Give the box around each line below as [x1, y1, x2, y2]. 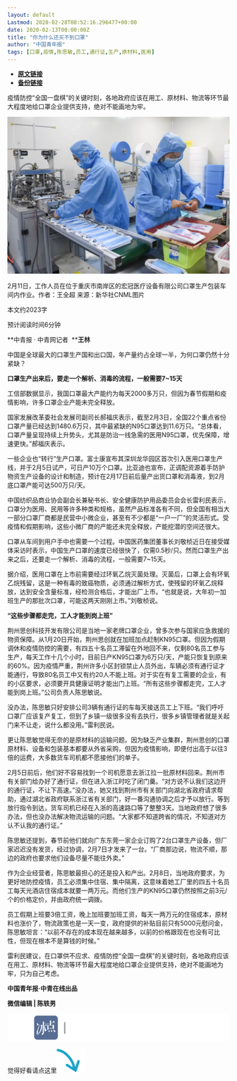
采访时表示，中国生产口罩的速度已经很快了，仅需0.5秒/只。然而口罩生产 [13, 546, 223, 555]
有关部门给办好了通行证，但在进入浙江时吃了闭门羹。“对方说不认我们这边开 [7, 777, 227, 786]
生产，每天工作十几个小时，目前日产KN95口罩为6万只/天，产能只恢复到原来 [7, 653, 228, 661]
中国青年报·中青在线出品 [7, 984, 78, 993]
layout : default [7, 11, 55, 18]
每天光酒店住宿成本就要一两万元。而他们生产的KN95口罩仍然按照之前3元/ [13, 886, 228, 895]
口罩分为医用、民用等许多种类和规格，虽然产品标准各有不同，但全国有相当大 [7, 505, 230, 513]
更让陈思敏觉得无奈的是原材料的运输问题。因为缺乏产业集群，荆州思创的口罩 [7, 735, 230, 744]
